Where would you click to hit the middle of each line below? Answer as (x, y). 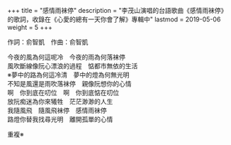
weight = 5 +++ (30, 27)
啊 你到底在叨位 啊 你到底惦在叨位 (63, 92)
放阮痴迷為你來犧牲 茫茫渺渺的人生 (60, 101)
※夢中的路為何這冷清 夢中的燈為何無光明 (68, 75)
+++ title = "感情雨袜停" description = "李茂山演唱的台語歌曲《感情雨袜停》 (117, 10)
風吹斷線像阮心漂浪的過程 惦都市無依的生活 (73, 66)
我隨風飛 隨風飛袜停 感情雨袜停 (57, 110)
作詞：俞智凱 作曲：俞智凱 (48, 42)
